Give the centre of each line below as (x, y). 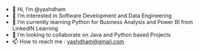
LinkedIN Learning (35, 28)
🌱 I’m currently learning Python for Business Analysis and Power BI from (103, 22)
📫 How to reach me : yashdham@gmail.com (68, 41)
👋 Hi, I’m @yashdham (39, 9)
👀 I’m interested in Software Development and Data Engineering (92, 16)
